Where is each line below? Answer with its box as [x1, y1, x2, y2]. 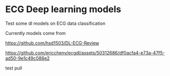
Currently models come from [5, 30, 66, 36]
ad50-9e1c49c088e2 [5, 55, 50, 61]
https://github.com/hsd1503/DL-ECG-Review [5, 40, 100, 46]
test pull [5, 65, 22, 71]
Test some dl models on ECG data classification [5, 20, 106, 26]
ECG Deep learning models [5, 4, 122, 15]
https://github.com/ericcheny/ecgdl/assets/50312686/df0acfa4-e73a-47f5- [5, 50, 165, 56]
